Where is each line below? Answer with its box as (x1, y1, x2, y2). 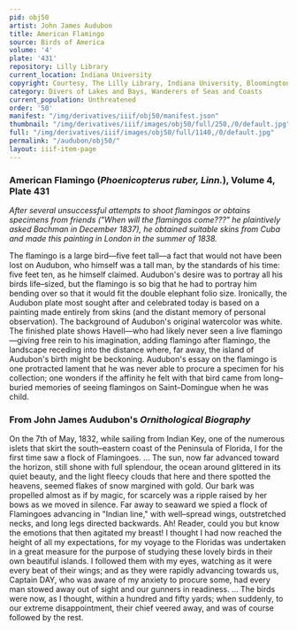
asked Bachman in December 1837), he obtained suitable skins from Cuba (9, 223, 281, 235)
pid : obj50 (9, 12, 49, 22)
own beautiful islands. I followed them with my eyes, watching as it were (9, 556, 272, 566)
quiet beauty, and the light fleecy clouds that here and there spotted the (9, 471, 271, 482)
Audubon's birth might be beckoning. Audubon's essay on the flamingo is (9, 353, 278, 364)
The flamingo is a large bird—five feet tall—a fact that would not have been (9, 250, 283, 261)
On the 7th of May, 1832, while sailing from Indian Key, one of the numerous (9, 434, 286, 444)
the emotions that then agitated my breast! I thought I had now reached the (9, 527, 283, 538)
